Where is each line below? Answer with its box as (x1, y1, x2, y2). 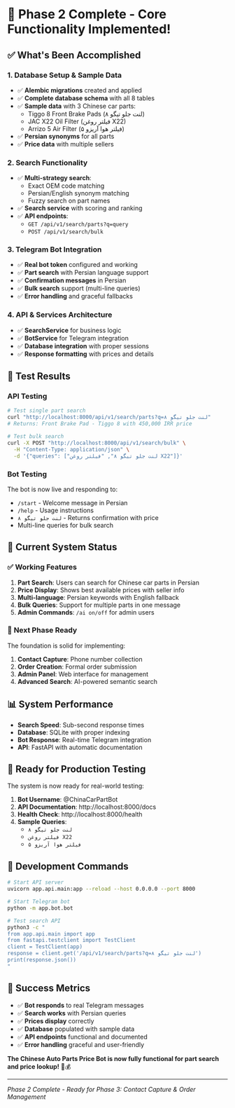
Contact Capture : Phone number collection (17, 655, 143, 663)
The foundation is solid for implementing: (7, 641, 126, 650)
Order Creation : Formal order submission (17, 662, 137, 671)
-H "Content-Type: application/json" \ (13, 446, 130, 453)
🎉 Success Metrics (7, 983, 91, 994)
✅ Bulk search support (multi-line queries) (17, 284, 141, 293)
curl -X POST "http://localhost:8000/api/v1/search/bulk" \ (7, 439, 187, 446)
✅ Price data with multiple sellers (17, 139, 114, 148)
